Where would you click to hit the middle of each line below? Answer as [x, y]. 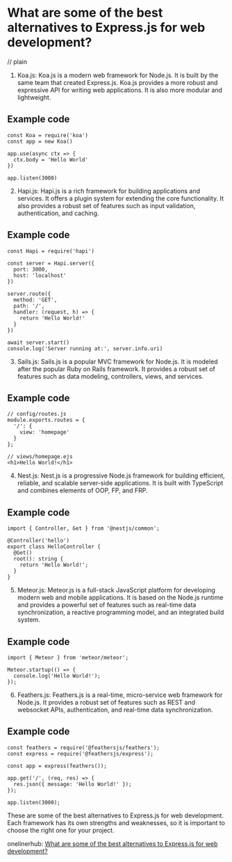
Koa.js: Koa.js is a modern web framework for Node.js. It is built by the [118, 75]
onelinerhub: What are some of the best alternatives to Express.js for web [113, 843]
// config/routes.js [37, 414]
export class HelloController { [54, 547]
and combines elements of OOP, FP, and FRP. [82, 491]
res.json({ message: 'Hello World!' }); [73, 784]
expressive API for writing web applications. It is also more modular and [119, 90]
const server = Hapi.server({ [51, 263]
